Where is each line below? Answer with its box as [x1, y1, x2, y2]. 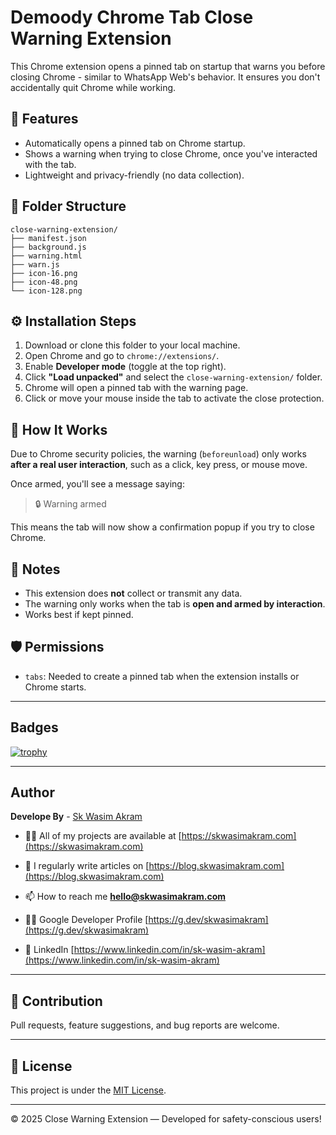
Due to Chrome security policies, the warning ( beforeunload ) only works [10, 448, 307, 460]
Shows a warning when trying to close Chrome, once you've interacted [24, 147, 318, 160]
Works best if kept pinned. [24, 609, 134, 620]
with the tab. [24, 158, 77, 170]
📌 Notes [10, 561, 61, 578]
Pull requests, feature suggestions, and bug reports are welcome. [10, 1019, 280, 1031]
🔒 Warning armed [34, 498, 107, 510]
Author [10, 784, 55, 801]
